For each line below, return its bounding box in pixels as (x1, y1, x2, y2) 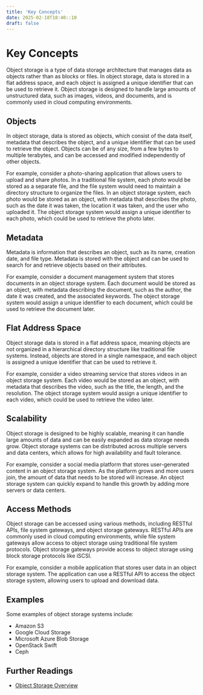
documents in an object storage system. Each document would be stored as (6, 280, 196, 287)
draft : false (6, 20, 39, 26)
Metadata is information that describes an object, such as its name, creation (6, 248, 195, 255)
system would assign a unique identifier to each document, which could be (6, 298, 193, 306)
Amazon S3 (14, 622, 44, 630)
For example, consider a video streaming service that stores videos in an (6, 370, 187, 377)
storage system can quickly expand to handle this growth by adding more (6, 480, 189, 487)
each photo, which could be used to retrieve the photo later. (6, 215, 155, 222)
